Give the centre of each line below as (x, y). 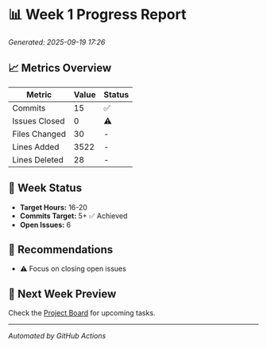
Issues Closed (39, 121)
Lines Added (36, 147)
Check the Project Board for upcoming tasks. (82, 313)
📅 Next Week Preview (62, 293)
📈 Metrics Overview (60, 68)
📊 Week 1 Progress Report (97, 15)
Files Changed (39, 134)
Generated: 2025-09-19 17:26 (57, 42)
